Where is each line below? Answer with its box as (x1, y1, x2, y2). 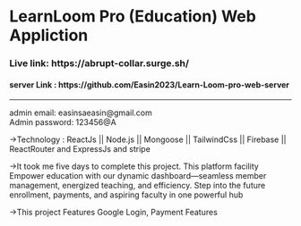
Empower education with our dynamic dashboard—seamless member (9, 171, 267, 181)
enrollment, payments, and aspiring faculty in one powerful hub (9, 189, 244, 200)
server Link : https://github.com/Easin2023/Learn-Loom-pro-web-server (9, 79, 289, 90)
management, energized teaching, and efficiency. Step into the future (9, 180, 266, 191)
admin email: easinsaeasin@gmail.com (9, 107, 152, 118)
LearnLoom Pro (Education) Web (9, 6, 257, 27)
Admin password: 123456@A (9, 117, 116, 128)
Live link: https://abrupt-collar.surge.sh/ (9, 57, 190, 70)
